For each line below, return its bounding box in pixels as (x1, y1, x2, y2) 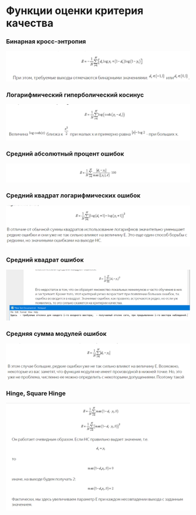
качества (6, 16, 54, 30)
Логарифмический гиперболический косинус (6, 91, 144, 99)
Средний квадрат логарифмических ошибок (6, 191, 141, 200)
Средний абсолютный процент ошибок (6, 149, 124, 157)
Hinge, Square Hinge (6, 389, 66, 397)
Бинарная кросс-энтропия (6, 37, 86, 46)
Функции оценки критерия (6, 4, 144, 18)
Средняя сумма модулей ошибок (6, 329, 107, 338)
